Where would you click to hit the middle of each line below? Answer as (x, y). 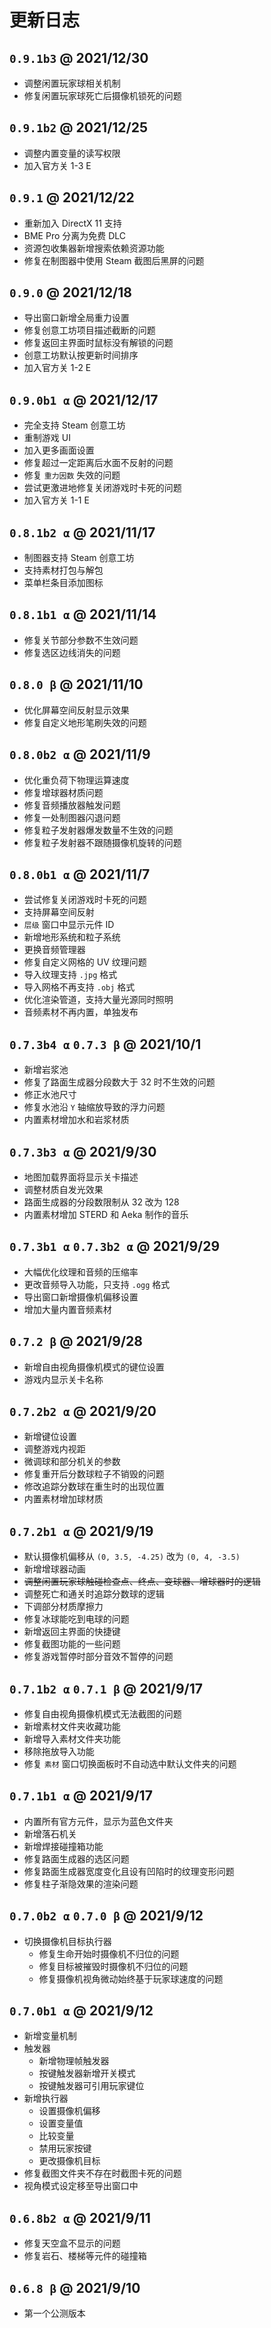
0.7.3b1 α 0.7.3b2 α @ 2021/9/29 (115, 1246)
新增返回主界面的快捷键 (72, 1632)
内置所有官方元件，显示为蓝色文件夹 (98, 1821)
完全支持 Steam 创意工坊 (74, 425)
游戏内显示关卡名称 (63, 1379)
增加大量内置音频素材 (67, 1309)
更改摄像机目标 (69, 2161)
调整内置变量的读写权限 (72, 153)
